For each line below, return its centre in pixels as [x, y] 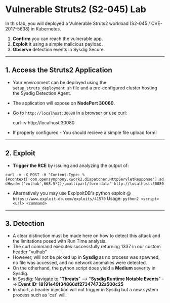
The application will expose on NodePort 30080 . [64, 103]
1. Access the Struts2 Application [59, 70]
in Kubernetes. [46, 28]
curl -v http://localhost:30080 [44, 122]
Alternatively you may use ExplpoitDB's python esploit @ [72, 193]
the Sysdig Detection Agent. [42, 93]
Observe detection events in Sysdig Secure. [59, 49]
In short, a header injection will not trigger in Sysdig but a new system [85, 290]
